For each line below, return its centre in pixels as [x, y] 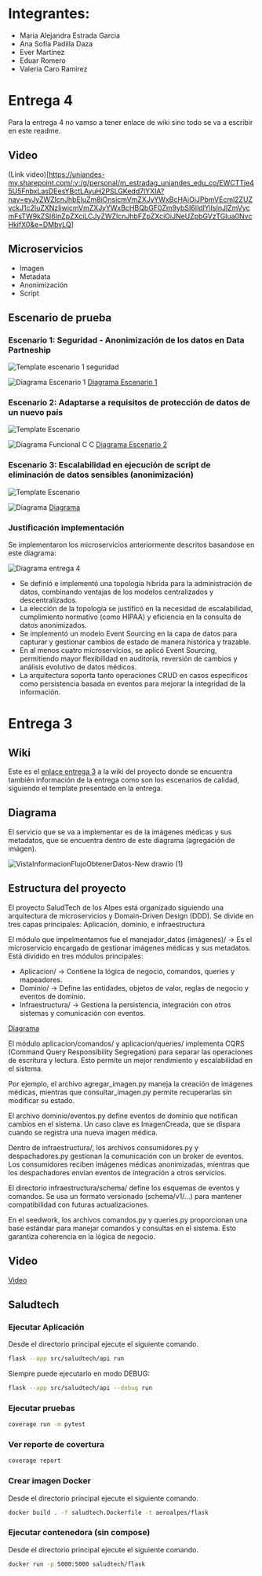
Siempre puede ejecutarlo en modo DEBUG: [79, 1374]
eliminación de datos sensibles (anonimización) [101, 475]
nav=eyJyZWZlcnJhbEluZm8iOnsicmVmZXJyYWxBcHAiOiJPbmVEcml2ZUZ [131, 199]
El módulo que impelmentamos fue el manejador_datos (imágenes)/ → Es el [130, 939]
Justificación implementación [66, 527]
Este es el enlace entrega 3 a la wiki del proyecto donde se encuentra [120, 772]
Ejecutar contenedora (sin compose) [79, 1533]
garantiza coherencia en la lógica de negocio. [82, 1236]
